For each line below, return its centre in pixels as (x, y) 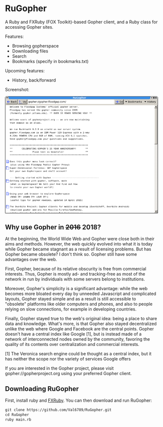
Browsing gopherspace (35, 46)
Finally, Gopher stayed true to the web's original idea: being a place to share (81, 319)
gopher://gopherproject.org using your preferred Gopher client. (68, 374)
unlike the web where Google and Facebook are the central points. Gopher (80, 329)
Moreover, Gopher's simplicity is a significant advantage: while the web (76, 289)
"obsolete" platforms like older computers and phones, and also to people (79, 304)
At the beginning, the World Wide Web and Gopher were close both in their (80, 239)
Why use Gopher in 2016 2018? (53, 227)
